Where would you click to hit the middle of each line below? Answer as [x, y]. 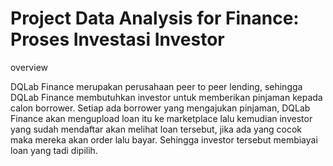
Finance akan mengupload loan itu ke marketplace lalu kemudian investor [161, 118]
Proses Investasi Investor [117, 39]
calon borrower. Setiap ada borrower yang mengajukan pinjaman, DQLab [160, 108]
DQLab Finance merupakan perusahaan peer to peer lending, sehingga [156, 86]
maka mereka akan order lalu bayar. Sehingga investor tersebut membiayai [164, 139]
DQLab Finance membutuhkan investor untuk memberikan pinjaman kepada [166, 97]
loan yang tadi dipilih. [54, 150]
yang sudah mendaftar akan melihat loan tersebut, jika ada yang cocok [156, 129]
